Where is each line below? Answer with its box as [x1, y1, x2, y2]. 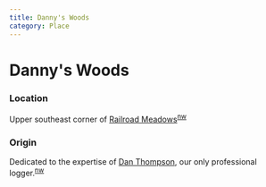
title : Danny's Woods [9, 13, 90, 22]
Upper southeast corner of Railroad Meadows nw [9, 112, 187, 124]
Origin [9, 136, 37, 149]
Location [9, 91, 49, 104]
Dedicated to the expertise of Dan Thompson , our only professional [9, 156, 257, 166]
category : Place [9, 21, 70, 30]
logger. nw [9, 166, 45, 178]
